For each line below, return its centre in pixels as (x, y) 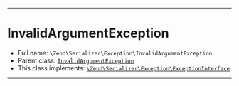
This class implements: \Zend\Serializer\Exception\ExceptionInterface (124, 68)
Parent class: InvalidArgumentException (76, 60)
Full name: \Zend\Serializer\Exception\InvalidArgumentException (115, 53)
